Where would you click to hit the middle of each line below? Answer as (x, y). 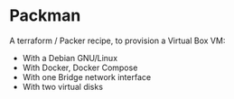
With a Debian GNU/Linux (70, 58)
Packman (45, 16)
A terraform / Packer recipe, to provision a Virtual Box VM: (117, 40)
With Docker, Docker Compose (80, 67)
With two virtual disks (63, 86)
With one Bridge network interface (87, 76)
